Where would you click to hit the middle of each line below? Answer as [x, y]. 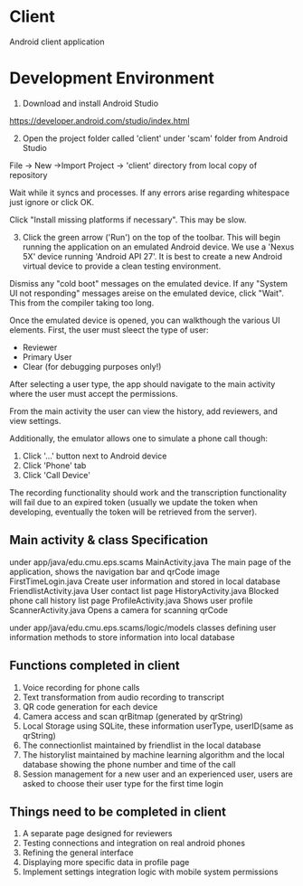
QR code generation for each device [90, 706]
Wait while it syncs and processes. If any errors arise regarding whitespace [150, 193]
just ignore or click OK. [52, 202]
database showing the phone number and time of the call [129, 764]
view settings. [35, 420]
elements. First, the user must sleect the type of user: [109, 330]
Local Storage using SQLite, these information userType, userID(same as [158, 726]
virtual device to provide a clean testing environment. [122, 266]
